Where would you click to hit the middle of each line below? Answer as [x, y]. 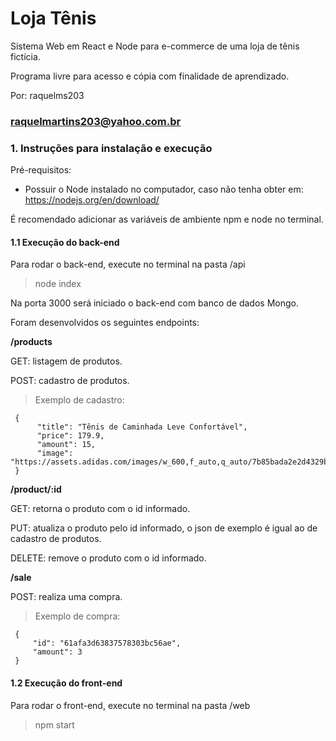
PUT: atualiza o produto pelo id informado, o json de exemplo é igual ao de [164, 528]
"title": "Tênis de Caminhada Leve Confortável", [142, 427]
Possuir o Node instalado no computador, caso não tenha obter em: [164, 189]
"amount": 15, [66, 445]
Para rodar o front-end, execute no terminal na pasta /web [130, 705]
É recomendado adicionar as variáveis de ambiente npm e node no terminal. [167, 219]
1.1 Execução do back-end [65, 242]
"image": [55, 453]
